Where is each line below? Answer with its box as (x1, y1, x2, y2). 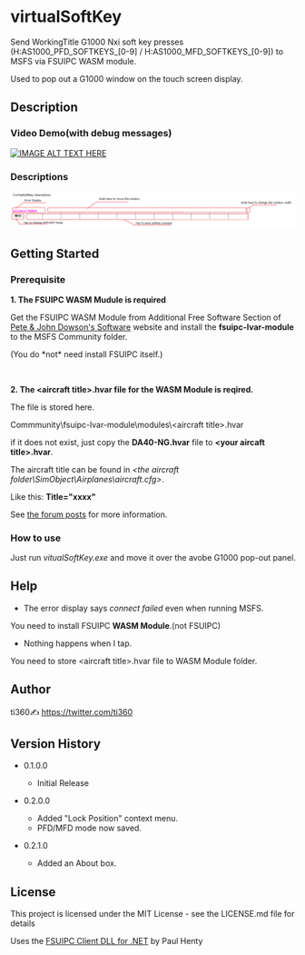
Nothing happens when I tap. (23, 638, 133, 649)
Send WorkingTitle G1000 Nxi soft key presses (10, 36, 184, 47)
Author (10, 681, 51, 697)
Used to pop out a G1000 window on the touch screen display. (10, 73, 243, 84)
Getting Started (10, 246, 100, 262)
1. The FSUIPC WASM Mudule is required (10, 293, 167, 305)
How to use (10, 532, 62, 544)
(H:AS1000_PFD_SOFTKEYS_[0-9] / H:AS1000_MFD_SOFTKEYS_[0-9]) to (10, 45, 284, 56)
